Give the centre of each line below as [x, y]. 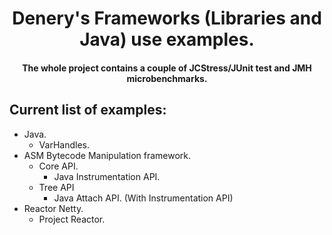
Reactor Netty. [53, 208]
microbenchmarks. [167, 78]
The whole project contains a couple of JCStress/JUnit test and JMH [167, 68]
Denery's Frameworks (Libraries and [167, 18]
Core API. [58, 166]
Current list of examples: [88, 110]
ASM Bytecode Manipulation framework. [107, 155]
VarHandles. [64, 144]
